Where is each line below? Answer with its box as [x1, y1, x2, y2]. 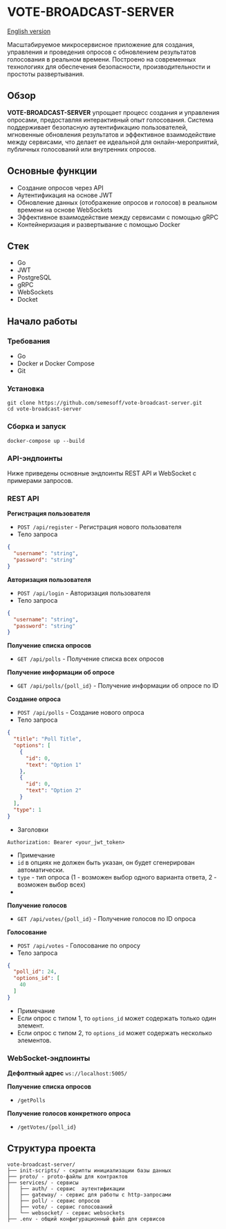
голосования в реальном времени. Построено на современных [7, 55, 196, 63]
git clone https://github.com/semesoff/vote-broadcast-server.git [7, 399, 203, 407]
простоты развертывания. [7, 70, 84, 78]
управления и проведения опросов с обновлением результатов [7, 48, 197, 56]
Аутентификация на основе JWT [17, 191, 113, 199]
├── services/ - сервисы [7, 1179, 79, 1186]
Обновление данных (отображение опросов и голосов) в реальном [17, 198, 218, 206]
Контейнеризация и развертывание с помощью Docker [17, 220, 181, 228]
